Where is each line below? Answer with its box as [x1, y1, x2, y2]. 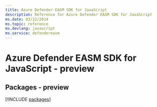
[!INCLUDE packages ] [5, 96, 51, 102]
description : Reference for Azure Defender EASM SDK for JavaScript [5, 12, 152, 17]
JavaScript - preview [5, 63, 95, 74]
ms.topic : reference [5, 21, 49, 27]
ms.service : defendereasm [5, 31, 60, 36]
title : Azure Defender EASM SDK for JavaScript [5, 7, 108, 13]
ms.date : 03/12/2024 [5, 17, 49, 22]
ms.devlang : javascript [5, 26, 56, 31]
